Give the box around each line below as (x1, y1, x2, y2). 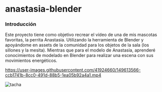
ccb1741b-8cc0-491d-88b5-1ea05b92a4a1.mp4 (5, 72, 101, 78)
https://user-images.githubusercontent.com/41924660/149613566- (5, 67, 141, 73)
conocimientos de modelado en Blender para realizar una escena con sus (5, 53, 154, 58)
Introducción (5, 21, 37, 28)
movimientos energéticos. (5, 57, 58, 64)
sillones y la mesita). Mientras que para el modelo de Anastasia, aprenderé (5, 47, 156, 53)
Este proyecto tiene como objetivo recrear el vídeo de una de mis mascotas (5, 32, 158, 37)
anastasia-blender (5, 3, 82, 15)
